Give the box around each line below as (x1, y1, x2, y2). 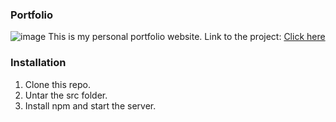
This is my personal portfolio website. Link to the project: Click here (48, 31, 326, 43)
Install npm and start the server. (24, 99, 157, 112)
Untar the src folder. (24, 89, 108, 101)
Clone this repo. (24, 78, 91, 90)
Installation (10, 56, 67, 70)
